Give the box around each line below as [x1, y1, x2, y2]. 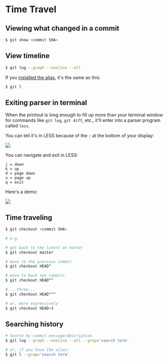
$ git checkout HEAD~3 [5, 305, 54, 311]
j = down [5, 162, 24, 167]
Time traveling [5, 213, 53, 222]
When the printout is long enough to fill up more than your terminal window [5, 112, 163, 118]
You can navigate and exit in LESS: [5, 152, 78, 158]
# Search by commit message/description [5, 333, 93, 339]
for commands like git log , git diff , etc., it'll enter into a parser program [5, 117, 161, 124]
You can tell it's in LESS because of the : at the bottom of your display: [5, 133, 154, 139]
